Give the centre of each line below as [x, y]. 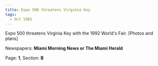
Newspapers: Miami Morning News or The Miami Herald [64, 48]
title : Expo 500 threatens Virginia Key [48, 10]
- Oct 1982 [21, 19]
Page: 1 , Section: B [24, 58]
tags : [11, 14]
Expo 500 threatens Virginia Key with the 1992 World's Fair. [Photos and [79, 33]
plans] [12, 38]
